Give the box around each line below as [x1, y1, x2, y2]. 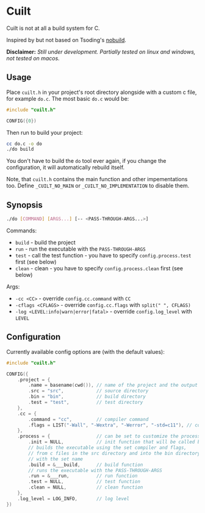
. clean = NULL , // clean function [28, 484, 143, 490]
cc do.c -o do [6, 140, 43, 147]
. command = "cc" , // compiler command [28, 416, 149, 422]
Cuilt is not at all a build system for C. [6, 24, 100, 32]
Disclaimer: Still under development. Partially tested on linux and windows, [6, 48, 196, 56]
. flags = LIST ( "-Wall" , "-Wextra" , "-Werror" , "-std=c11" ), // [28, 422, 192, 428]
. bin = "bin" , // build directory [28, 393, 146, 400]
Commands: [6, 227, 37, 234]
